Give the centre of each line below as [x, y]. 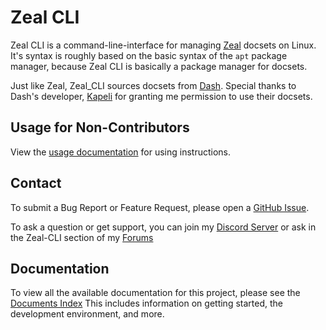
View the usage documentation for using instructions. [121, 152]
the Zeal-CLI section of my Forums [82, 237]
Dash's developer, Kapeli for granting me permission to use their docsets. [161, 96]
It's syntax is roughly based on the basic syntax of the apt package [149, 55]
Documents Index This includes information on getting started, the [146, 303]
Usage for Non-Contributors [100, 127]
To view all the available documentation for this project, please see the [155, 293]
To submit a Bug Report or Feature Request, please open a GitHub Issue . [160, 207]
